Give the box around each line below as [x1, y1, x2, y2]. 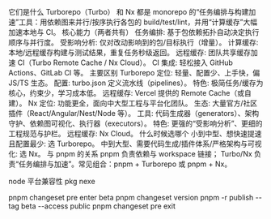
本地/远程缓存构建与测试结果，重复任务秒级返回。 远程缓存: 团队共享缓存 [8, 48, 251, 57]
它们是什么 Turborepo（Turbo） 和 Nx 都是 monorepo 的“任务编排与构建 [8, 7, 249, 16]
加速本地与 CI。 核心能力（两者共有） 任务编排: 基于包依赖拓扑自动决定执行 [8, 28, 260, 36]
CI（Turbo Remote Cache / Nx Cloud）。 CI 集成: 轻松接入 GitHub [17, 58, 233, 67]
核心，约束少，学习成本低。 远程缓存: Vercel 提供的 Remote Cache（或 [8, 88, 245, 97]
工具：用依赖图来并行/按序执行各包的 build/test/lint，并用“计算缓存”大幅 [19, 17, 257, 27]
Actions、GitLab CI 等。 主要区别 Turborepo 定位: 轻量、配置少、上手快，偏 [8, 68, 260, 77]
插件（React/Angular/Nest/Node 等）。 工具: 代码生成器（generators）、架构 [8, 109, 260, 118]
